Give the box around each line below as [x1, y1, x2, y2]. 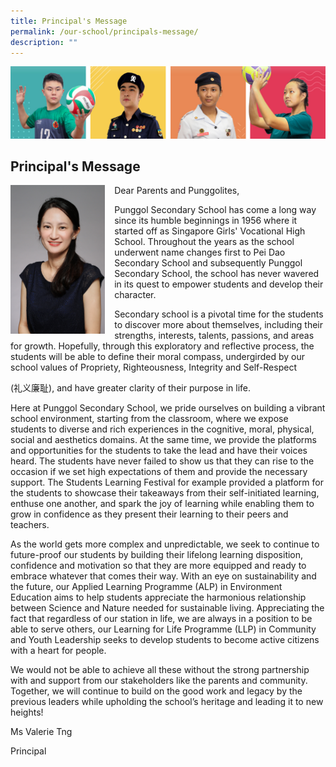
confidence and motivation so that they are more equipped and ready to [10, 560, 307, 572]
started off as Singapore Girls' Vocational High [114, 225, 306, 237]
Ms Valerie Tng [10, 726, 73, 738]
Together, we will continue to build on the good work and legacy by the [10, 685, 303, 697]
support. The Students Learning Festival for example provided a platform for [10, 476, 324, 489]
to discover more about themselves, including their [114, 319, 323, 331]
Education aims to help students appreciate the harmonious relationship [10, 591, 307, 604]
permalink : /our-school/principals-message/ [10, 26, 199, 37]
